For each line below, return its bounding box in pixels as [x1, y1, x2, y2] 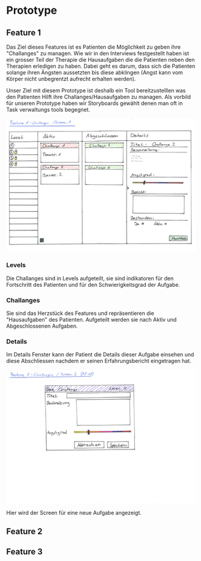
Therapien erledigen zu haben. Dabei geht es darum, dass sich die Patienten [6, 62, 196, 70]
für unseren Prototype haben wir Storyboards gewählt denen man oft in [6, 100, 183, 107]
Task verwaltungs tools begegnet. [6, 106, 91, 113]
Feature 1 [6, 28, 41, 38]
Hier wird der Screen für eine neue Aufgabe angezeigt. [6, 509, 142, 516]
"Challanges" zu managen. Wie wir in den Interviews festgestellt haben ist [6, 50, 190, 57]
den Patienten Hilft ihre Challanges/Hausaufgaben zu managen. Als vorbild [6, 94, 191, 100]
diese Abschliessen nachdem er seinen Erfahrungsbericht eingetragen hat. [6, 358, 192, 365]
